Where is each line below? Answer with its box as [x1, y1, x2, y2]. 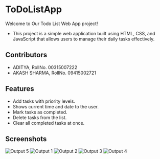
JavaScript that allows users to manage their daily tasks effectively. [12, 36, 155, 42]
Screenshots [5, 134, 47, 143]
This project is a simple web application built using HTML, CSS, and [12, 30, 155, 36]
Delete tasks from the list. [12, 114, 67, 121]
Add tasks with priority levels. [12, 98, 76, 104]
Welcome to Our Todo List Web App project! [5, 20, 98, 27]
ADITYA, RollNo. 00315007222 [12, 64, 78, 70]
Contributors [5, 51, 48, 59]
